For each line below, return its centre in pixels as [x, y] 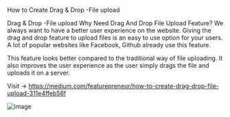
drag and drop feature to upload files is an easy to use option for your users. [115, 38]
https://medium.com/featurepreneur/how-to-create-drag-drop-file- [124, 86]
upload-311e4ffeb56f [37, 93]
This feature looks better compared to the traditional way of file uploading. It [115, 58]
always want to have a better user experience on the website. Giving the [109, 30]
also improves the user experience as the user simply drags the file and [108, 65]
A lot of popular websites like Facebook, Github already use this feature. [109, 45]
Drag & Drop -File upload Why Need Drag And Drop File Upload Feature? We [115, 23]
